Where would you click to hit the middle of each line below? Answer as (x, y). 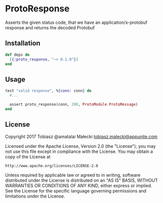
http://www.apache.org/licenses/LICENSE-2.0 (52, 166)
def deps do (17, 55)
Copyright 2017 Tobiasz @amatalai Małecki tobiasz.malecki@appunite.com (81, 136)
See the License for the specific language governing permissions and (76, 191)
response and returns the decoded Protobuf (50, 27)
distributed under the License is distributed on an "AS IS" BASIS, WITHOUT (81, 180)
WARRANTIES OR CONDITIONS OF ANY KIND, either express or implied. (79, 185)
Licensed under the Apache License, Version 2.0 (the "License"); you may (81, 146)
